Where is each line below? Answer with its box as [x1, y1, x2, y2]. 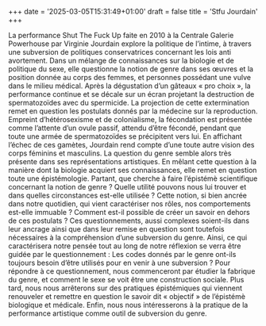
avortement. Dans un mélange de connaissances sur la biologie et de [8, 56, 234, 65]
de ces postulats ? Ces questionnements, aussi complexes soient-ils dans [8, 216, 250, 225]
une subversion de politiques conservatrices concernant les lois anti [8, 48, 232, 56]
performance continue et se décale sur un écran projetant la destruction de [8, 90, 255, 98]
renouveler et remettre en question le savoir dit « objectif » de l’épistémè [8, 292, 246, 301]
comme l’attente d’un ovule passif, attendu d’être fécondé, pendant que [8, 123, 242, 132]
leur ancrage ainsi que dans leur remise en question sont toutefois [8, 224, 225, 233]
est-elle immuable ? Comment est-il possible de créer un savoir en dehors [8, 208, 250, 217]
